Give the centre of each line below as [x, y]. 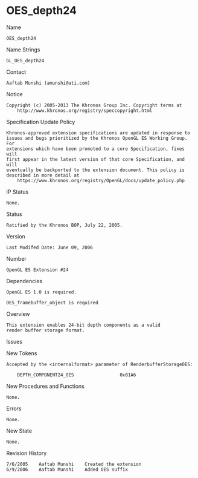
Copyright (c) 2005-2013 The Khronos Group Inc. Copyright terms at [94, 105]
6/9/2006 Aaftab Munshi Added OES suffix [67, 470]
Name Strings [23, 50]
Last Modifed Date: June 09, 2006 [50, 247]
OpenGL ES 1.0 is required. [42, 292]
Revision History [27, 453]
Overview [18, 314]
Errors [14, 408]
